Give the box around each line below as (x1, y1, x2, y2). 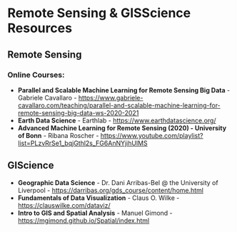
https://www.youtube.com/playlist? (100, 131, 203, 139)
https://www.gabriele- (78, 93, 143, 102)
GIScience (7, 159, 54, 172)
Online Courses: (7, 70, 65, 80)
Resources (7, 20, 73, 36)
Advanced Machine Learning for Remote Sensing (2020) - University (17, 123, 227, 132)
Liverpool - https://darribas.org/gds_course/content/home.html (17, 186, 204, 194)
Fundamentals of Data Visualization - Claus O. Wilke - (17, 194, 180, 202)
